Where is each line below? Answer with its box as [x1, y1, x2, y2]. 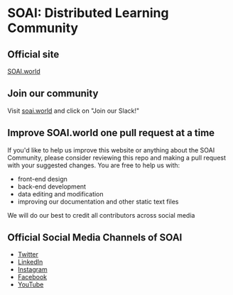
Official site [7, 48, 60, 60]
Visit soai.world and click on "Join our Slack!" [7, 106, 140, 115]
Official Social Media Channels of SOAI [7, 232, 183, 244]
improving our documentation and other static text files [17, 197, 179, 206]
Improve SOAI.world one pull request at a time [7, 127, 215, 139]
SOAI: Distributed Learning [7, 5, 169, 21]
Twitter [17, 250, 39, 259]
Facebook [17, 273, 48, 282]
